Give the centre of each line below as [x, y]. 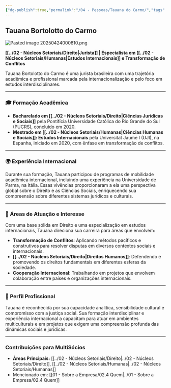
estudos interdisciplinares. [33, 84]
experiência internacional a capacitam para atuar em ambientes [72, 318]
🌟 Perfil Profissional [30, 297]
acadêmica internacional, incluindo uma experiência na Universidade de [81, 180]
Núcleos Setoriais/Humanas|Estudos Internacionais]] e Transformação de [85, 58]
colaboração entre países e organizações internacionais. [72, 278]
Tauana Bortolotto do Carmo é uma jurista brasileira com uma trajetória [80, 74]
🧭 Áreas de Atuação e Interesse [45, 214]
